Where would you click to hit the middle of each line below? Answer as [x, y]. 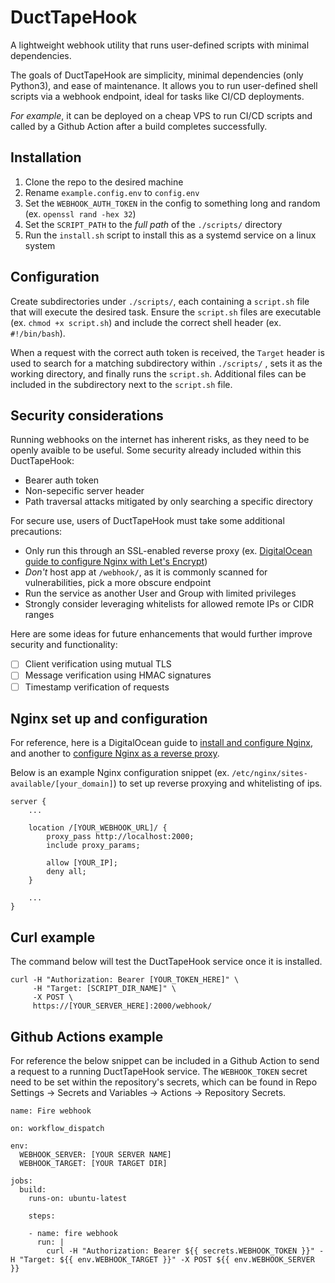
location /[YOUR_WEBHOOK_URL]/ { [98, 828]
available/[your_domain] [62, 784]
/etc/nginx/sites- [269, 774]
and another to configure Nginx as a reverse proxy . [115, 753]
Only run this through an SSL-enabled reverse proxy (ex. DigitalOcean [168, 551]
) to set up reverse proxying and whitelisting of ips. [218, 783]
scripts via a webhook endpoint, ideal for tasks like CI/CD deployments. [157, 96]
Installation [46, 157]
